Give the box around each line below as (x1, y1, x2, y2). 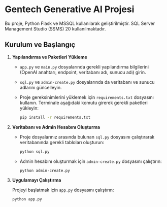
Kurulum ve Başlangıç (5, 41, 76, 49)
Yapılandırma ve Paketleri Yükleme (12, 54, 87, 60)
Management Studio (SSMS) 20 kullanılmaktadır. (5, 25, 106, 31)
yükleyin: (19, 105, 39, 111)
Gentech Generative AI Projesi (5, 4, 135, 15)
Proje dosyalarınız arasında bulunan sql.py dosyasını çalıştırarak (19, 133, 155, 140)
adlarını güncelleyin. (19, 84, 62, 90)
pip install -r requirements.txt (19, 115, 91, 120)
